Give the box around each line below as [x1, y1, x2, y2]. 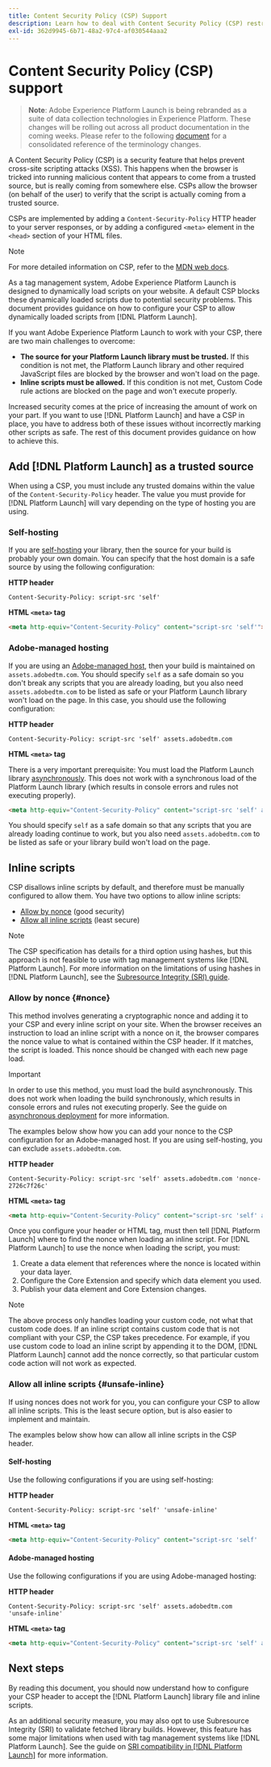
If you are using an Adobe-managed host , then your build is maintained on [8, 661, 256, 670]
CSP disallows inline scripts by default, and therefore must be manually [8, 883, 244, 892]
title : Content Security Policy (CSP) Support [8, 11, 168, 20]
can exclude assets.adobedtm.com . [8, 1143, 122, 1153]
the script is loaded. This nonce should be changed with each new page [8, 1045, 248, 1055]
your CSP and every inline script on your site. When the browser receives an [8, 1019, 262, 1029]
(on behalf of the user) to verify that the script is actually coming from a [8, 190, 246, 199]
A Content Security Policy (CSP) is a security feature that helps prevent [8, 155, 245, 165]
